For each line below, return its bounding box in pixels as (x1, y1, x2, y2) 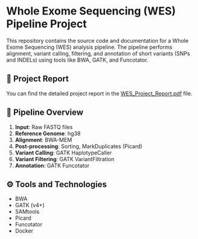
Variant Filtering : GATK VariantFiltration (14, 155, 115, 162)
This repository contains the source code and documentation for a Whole (6, 37, 189, 44)
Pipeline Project (6, 17, 88, 31)
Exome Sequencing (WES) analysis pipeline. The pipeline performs (6, 43, 173, 51)
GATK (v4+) (14, 202, 45, 209)
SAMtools (14, 208, 40, 215)
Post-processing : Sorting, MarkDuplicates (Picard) (14, 142, 143, 150)
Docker (14, 228, 34, 235)
